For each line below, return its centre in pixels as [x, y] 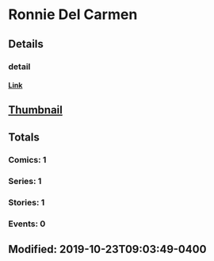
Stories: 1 [27, 202]
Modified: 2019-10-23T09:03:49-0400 [107, 249]
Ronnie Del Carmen [73, 15]
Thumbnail [36, 110]
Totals [24, 137]
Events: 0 [27, 224]
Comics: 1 [27, 159]
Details [26, 44]
